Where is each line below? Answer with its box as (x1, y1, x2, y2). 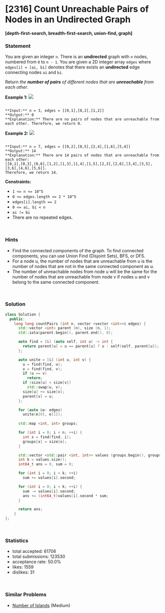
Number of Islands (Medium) (12, 602, 71, 608)
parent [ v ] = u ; (23, 394, 54, 399)
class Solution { (5, 312, 41, 317)
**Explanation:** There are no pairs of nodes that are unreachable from (5, 117, 160, 122)
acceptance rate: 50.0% (12, 559, 61, 565)
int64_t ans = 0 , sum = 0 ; (18, 462, 74, 467)
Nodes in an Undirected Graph (5, 14, 131, 25)
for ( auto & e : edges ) (18, 408, 63, 412)
